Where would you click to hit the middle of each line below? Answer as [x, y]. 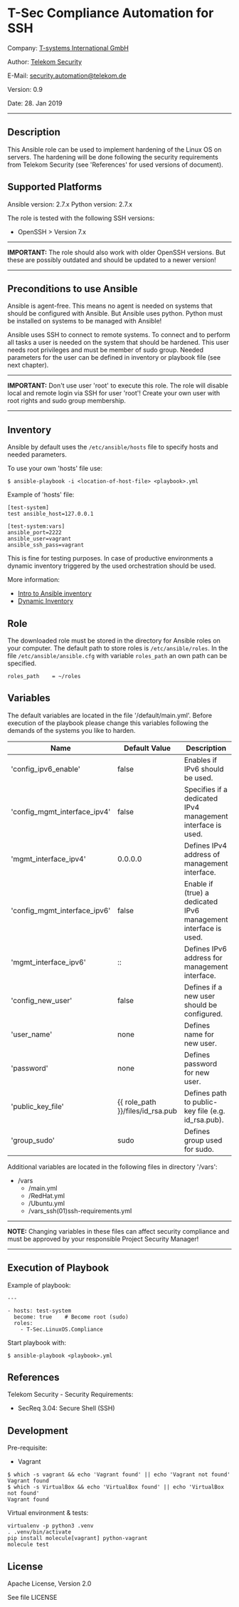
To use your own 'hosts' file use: [55, 469]
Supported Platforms [55, 187]
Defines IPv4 [206, 846]
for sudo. [199, 1149]
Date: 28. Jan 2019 [35, 103]
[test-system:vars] [36, 526]
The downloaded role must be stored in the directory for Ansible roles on [114, 640]
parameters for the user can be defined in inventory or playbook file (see [114, 358]
